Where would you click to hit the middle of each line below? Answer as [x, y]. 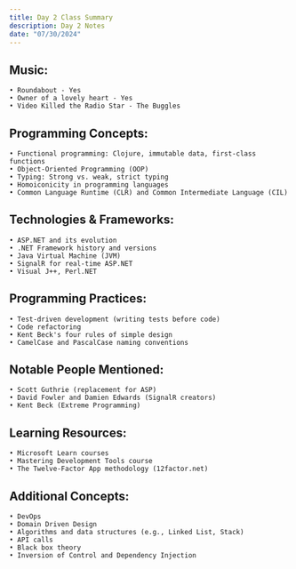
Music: [29, 70]
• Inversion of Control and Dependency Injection [103, 556]
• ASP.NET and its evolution [63, 240]
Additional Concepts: [69, 496]
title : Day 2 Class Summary [61, 17]
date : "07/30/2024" [45, 34]
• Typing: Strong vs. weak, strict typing [89, 177]
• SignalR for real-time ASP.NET [71, 263]
